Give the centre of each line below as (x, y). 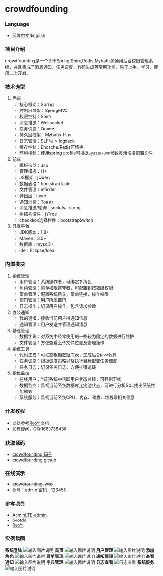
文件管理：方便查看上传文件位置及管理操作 (62, 343)
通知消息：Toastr (36, 202)
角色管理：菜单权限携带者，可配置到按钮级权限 (66, 288)
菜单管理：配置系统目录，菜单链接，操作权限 (64, 294)
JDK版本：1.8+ (34, 232)
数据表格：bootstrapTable (45, 184)
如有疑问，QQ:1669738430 (39, 429)
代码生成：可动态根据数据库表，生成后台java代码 (68, 355)
